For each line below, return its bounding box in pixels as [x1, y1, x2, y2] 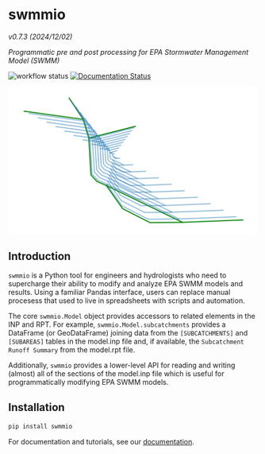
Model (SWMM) [8, 56, 60, 65]
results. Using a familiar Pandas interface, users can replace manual [8, 288, 231, 297]
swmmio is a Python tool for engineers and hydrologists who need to [8, 270, 227, 280]
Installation [8, 400, 65, 414]
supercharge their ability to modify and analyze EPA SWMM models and [8, 279, 244, 289]
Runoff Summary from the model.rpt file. [8, 345, 136, 355]
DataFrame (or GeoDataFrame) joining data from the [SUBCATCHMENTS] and [8, 328, 248, 338]
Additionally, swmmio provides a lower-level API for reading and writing [8, 360, 236, 371]
